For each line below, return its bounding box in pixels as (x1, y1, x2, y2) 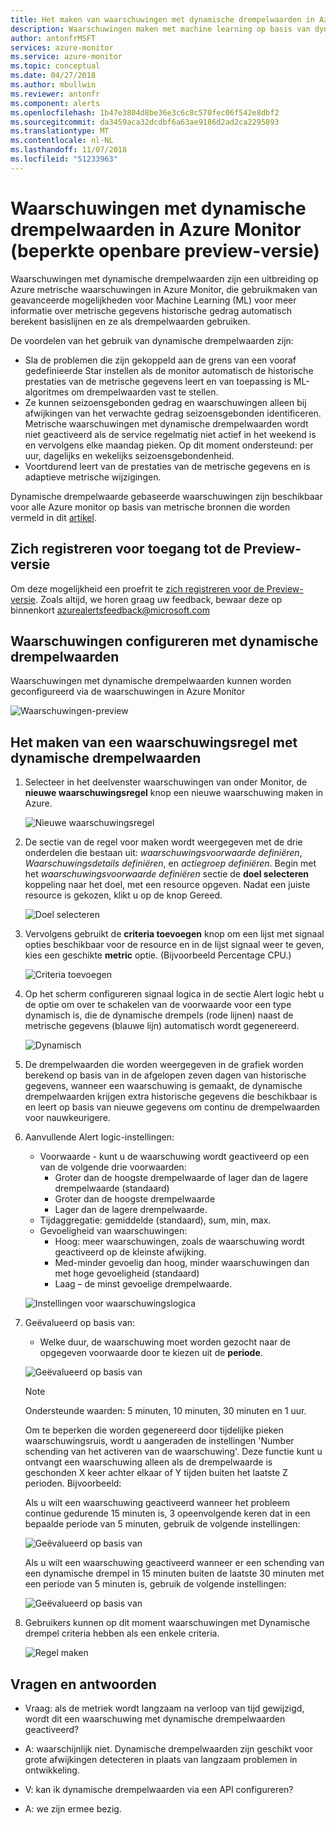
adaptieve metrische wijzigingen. (24, 471, 162, 483)
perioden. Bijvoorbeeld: (24, 1477, 122, 1490)
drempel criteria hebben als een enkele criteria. (24, 1627, 220, 1640)
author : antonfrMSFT (10, 33, 97, 43)
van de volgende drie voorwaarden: (39, 1161, 187, 1173)
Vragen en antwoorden (10, 1676, 157, 1693)
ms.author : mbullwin (10, 80, 97, 90)
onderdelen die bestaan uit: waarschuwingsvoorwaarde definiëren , (24, 847, 303, 859)
